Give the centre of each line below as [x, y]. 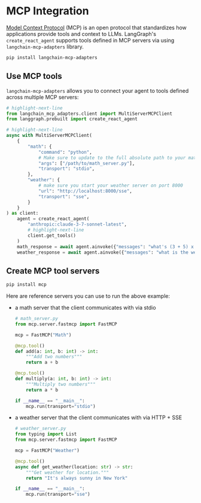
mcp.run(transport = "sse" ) [58, 495]
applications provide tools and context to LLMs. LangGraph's [81, 33]
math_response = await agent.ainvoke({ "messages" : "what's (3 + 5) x [106, 246]
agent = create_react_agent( [53, 219]
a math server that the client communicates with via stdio [86, 308]
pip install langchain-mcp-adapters [52, 57]
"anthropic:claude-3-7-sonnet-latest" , [77, 225]
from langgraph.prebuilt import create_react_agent [72, 119]
